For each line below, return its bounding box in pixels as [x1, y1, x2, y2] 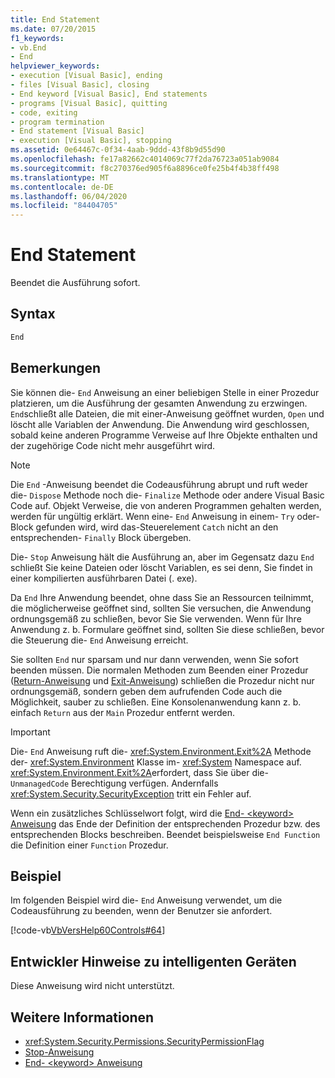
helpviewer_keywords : [10, 61, 101, 71]
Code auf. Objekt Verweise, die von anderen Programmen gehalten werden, [10, 499, 322, 511]
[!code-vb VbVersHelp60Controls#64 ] [10, 924, 166, 936]
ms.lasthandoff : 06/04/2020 [10, 191, 128, 201]
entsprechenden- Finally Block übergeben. [10, 531, 192, 543]
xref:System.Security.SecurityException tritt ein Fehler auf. [10, 787, 252, 800]
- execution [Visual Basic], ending [10, 71, 163, 81]
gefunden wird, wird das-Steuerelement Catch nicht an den [35, 521, 279, 533]
